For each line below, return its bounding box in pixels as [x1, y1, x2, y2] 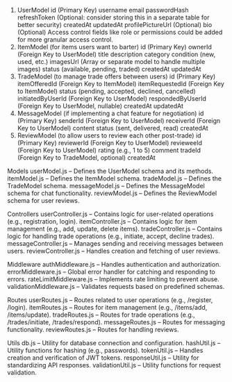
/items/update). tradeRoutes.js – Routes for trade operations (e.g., [7, 310, 196, 319]
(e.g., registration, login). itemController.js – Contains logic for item [7, 217, 197, 225]
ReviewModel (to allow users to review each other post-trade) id [17, 131, 201, 140]
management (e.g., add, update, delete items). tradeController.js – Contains [7, 225, 223, 233]
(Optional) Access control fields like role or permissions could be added [17, 28, 223, 36]
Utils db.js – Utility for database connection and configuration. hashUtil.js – [7, 339, 221, 347]
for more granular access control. [17, 35, 113, 44]
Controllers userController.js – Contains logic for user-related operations [7, 210, 214, 218]
